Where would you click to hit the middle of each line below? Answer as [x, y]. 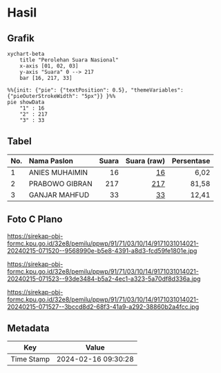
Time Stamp [30, 359]
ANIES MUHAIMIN [58, 172]
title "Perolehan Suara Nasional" [69, 60]
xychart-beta [26, 54]
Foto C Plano [35, 220]
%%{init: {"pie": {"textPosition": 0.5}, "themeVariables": [96, 90]
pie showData [26, 102]
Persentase [191, 161]
